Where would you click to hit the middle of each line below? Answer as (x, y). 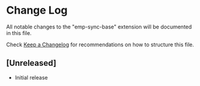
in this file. (19, 33)
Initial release (31, 77)
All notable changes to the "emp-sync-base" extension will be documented (99, 27)
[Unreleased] (31, 63)
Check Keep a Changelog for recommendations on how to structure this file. (100, 44)
